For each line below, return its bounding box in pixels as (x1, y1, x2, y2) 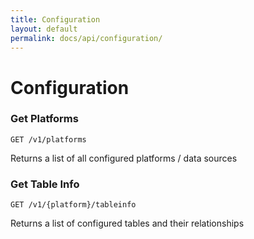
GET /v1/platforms (10, 134, 87, 145)
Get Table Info (10, 177, 80, 191)
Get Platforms (10, 112, 79, 126)
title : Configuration (10, 14, 101, 25)
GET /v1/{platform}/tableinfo (10, 200, 137, 210)
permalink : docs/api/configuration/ (10, 33, 163, 43)
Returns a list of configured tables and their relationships (10, 217, 245, 230)
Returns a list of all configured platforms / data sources (10, 152, 238, 164)
